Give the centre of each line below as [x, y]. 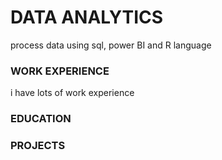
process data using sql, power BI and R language [111, 45]
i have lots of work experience [72, 93]
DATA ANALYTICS [87, 17]
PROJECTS [38, 146]
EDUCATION [41, 119]
